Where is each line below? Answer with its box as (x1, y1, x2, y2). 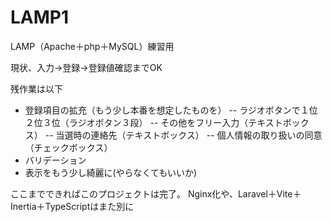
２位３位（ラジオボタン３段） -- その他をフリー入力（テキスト (24, 116, 283, 128)
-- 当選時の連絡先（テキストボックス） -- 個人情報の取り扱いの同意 (44, 129, 323, 141)
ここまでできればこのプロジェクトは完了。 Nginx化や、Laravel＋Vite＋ (10, 187, 302, 200)
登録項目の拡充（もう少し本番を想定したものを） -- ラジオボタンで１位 (24, 104, 318, 116)
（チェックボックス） (24, 141, 113, 153)
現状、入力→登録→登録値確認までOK (10, 61, 163, 73)
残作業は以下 (10, 82, 63, 95)
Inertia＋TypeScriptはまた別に (10, 200, 135, 212)
